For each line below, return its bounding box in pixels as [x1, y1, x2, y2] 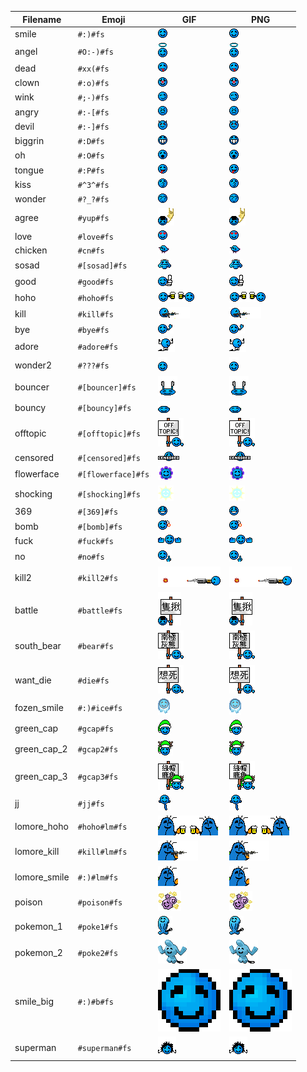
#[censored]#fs [77, 453, 141, 463]
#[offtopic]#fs [77, 429, 141, 439]
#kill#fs [77, 310, 114, 320]
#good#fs [77, 277, 114, 287]
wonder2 [14, 359, 52, 371]
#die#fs [77, 676, 110, 686]
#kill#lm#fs [77, 847, 128, 858]
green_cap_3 [14, 770, 68, 782]
